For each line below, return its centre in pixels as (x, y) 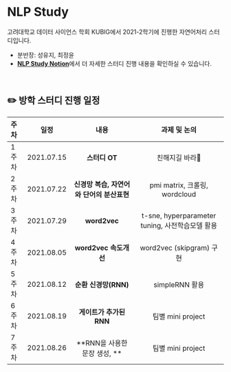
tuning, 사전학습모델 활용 (179, 225)
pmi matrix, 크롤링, (179, 185)
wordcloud (179, 194)
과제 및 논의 (179, 130)
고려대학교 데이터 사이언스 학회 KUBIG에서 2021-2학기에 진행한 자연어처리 (107, 32)
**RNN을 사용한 (102, 342)
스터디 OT (102, 157)
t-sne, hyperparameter (179, 216)
